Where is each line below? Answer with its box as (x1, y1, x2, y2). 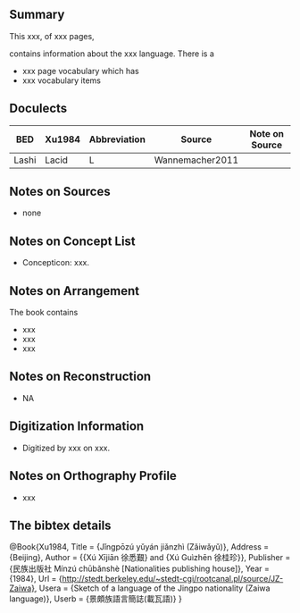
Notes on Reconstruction (9, 369, 152, 384)
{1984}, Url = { (9, 574, 62, 584)
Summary (9, 7, 65, 22)
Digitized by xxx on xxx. (21, 442, 110, 453)
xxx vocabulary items (21, 75, 101, 86)
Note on (249, 127, 284, 139)
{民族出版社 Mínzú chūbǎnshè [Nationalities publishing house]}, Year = (9, 563, 271, 575)
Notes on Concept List (9, 233, 136, 248)
